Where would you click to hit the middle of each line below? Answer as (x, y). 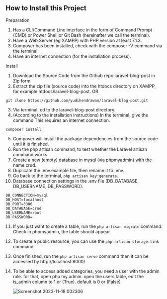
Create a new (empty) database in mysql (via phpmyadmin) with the (82, 160)
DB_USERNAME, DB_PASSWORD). (48, 186)
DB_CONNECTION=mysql (27, 195)
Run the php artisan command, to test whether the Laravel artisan (80, 149)
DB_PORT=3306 (19, 204)
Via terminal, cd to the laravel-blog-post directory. (64, 109)
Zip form (22, 81)
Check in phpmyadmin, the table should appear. (62, 231)
